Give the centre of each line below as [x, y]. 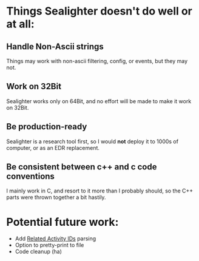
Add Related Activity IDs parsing [56, 239]
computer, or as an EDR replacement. [53, 147]
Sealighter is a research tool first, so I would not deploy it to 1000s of [93, 141]
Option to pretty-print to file [49, 245]
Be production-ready [47, 127]
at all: [20, 24]
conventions [30, 176]
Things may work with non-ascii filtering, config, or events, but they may [97, 61]
